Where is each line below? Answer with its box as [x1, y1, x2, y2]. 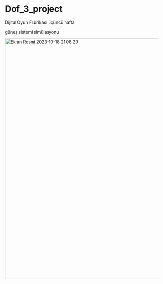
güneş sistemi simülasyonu [5, 29, 59, 35]
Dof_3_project [5, 3, 63, 15]
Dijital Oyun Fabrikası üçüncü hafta [5, 19, 75, 25]
